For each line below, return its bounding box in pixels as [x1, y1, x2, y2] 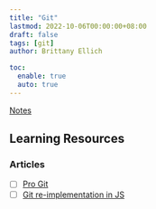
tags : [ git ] [9, 38, 54, 48]
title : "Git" [9, 13, 59, 23]
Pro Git [22, 178, 49, 190]
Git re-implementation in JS [22, 189, 124, 200]
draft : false [9, 30, 59, 39]
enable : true [17, 71, 67, 81]
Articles [9, 158, 45, 171]
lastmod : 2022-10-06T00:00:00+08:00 [9, 22, 147, 31]
